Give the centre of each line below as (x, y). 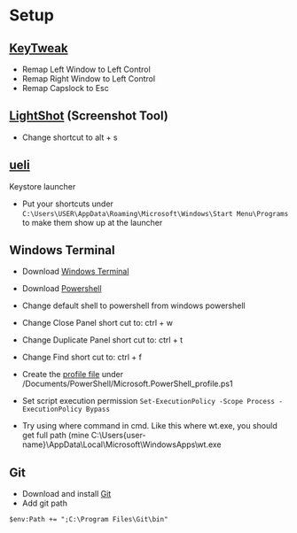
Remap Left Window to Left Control (86, 69)
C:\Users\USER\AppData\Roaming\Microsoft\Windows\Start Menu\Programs (155, 213)
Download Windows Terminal (75, 272)
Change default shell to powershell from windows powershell (133, 305)
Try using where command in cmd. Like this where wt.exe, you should (149, 426)
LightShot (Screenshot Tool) (89, 116)
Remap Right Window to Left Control (89, 79)
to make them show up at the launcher (92, 222)
